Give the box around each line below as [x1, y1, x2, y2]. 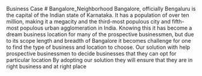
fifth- [171, 18, 185, 25]
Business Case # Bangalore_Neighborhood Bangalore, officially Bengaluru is [6, 5, 196, 12]
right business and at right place [6, 63, 87, 70]
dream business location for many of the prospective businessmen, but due [6, 31, 194, 38]
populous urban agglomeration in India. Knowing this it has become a [20, 24, 192, 31]
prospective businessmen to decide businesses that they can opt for [6, 50, 177, 57]
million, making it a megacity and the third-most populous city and [6, 18, 171, 25]
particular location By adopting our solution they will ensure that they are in [6, 57, 193, 63]
